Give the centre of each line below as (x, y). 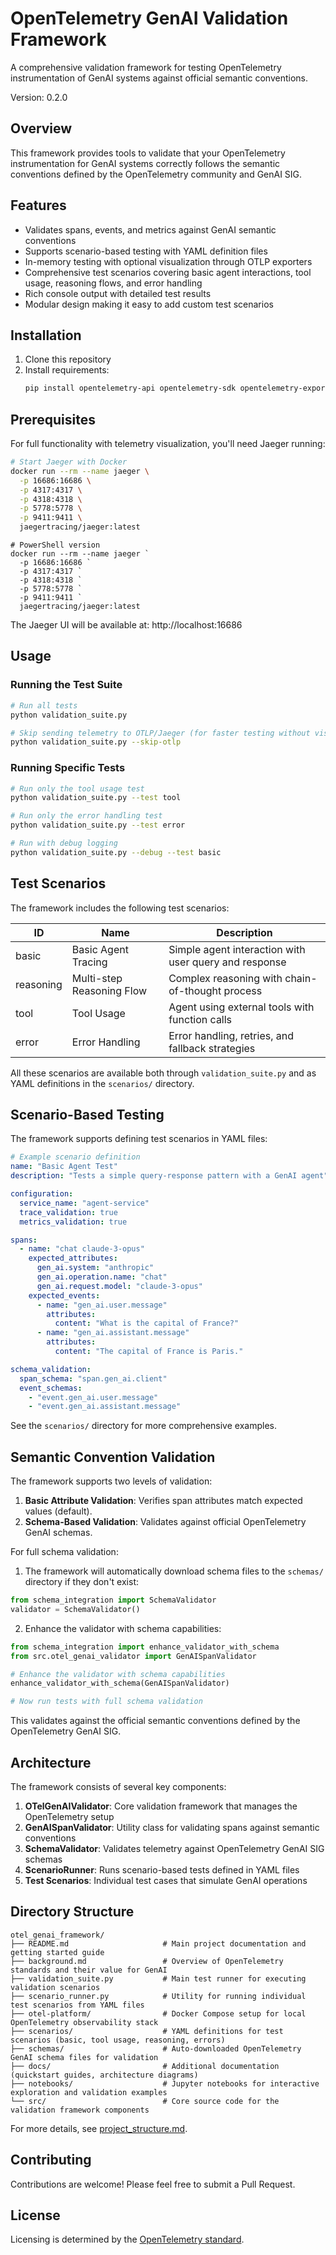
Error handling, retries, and (231, 1035)
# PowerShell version (55, 545)
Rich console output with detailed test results (118, 293)
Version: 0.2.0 (39, 97)
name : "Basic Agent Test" (64, 1167)
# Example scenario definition (75, 1157)
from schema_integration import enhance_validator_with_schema (145, 1647)
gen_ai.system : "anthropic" (95, 1268)
